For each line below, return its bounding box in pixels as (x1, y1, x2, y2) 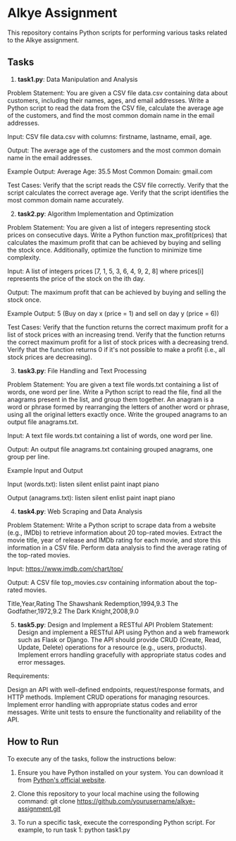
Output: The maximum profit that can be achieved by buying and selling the (7, 288, 227, 296)
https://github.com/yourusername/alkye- (77, 797, 196, 805)
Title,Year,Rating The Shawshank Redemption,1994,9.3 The (7, 599, 178, 607)
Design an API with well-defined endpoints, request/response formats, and (7, 685, 224, 694)
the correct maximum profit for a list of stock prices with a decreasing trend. (7, 337, 229, 346)
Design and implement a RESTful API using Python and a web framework (17, 628, 230, 636)
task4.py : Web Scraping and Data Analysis (17, 507, 143, 516)
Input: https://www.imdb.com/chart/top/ (7, 564, 123, 573)
